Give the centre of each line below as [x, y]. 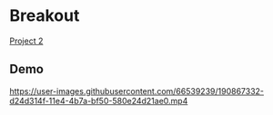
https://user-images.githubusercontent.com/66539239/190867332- [137, 91]
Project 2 [26, 41]
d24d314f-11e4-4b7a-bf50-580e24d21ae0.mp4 [99, 101]
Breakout [45, 16]
